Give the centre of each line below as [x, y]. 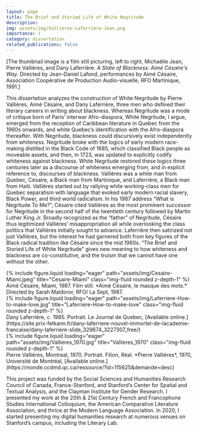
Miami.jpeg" [21, 279]
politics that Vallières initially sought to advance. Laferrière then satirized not [99, 230]
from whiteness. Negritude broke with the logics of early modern [85, 142]
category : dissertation [35, 39]
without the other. [27, 262]
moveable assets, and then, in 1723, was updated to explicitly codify [89, 154]
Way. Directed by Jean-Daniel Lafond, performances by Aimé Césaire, [92, 74]
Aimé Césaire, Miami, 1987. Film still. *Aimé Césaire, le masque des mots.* [97, 285]
